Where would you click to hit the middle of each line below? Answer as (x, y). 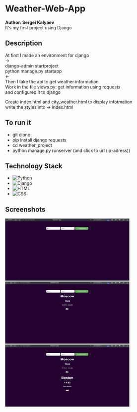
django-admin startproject (32, 66)
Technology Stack (34, 166)
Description (24, 43)
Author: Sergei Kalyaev (30, 22)
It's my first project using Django (38, 27)
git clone (21, 135)
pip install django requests (39, 140)
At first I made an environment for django (47, 55)
